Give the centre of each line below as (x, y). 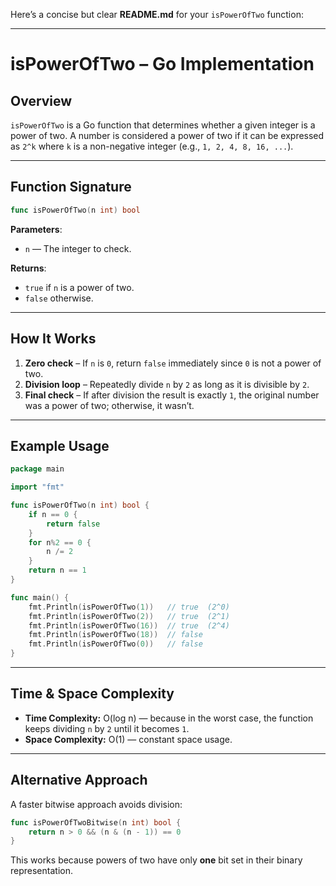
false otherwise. (59, 298)
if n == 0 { (53, 514)
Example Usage (60, 445)
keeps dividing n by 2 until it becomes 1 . (107, 728)
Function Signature (71, 187)
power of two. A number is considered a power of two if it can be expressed (167, 135)
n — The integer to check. (78, 248)
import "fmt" (37, 487)
